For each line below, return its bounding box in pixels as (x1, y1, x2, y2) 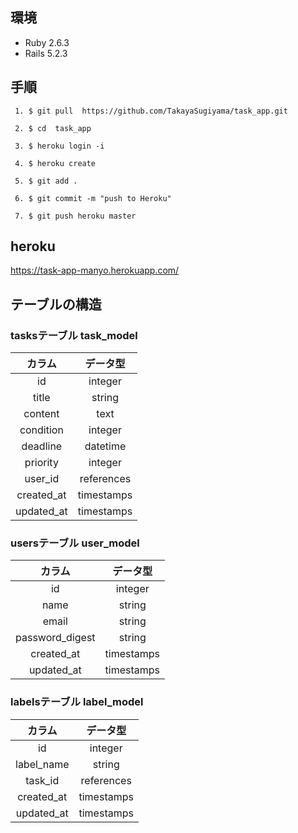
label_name (15, 757, 70, 771)
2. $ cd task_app (14, 123, 92, 133)
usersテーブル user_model (10, 536, 140, 550)
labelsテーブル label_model (10, 695, 144, 709)
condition (19, 423, 64, 437)
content (23, 407, 60, 421)
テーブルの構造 (10, 296, 102, 313)
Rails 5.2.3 (24, 47, 68, 59)
